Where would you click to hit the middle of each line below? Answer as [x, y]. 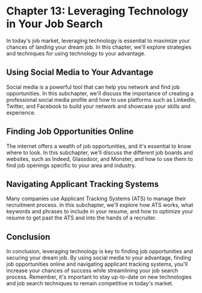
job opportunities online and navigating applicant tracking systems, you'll [97, 264]
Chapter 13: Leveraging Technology [97, 11]
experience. [21, 112]
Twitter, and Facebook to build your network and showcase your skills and [99, 106]
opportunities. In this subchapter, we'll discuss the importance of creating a [100, 93]
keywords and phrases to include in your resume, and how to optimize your [100, 212]
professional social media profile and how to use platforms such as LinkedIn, [101, 99]
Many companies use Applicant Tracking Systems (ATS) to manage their [96, 199]
